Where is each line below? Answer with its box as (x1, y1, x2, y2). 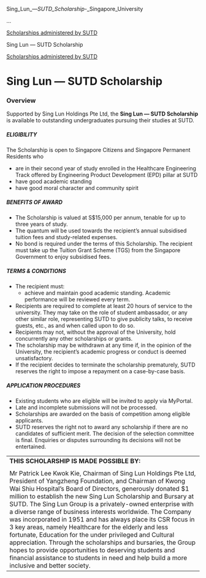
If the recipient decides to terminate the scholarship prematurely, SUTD (15, 361, 196, 368)
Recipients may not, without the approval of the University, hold (15, 328, 176, 336)
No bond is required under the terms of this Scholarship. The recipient (15, 240, 193, 248)
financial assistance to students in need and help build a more (9, 553, 188, 562)
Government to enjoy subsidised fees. (15, 253, 112, 261)
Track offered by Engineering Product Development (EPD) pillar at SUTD (15, 172, 198, 179)
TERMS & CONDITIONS (6, 267, 66, 275)
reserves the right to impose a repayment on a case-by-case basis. (15, 368, 186, 375)
